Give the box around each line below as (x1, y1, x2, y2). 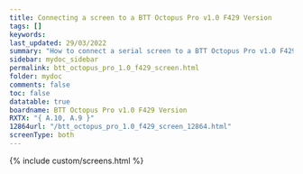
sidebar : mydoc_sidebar (9, 55, 99, 64)
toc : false (9, 88, 50, 97)
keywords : (9, 30, 47, 39)
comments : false (9, 80, 70, 89)
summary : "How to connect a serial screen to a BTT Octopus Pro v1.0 (9, 47, 277, 56)
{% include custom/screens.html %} (9, 155, 144, 166)
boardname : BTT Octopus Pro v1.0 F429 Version (9, 105, 188, 114)
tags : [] (9, 22, 42, 31)
